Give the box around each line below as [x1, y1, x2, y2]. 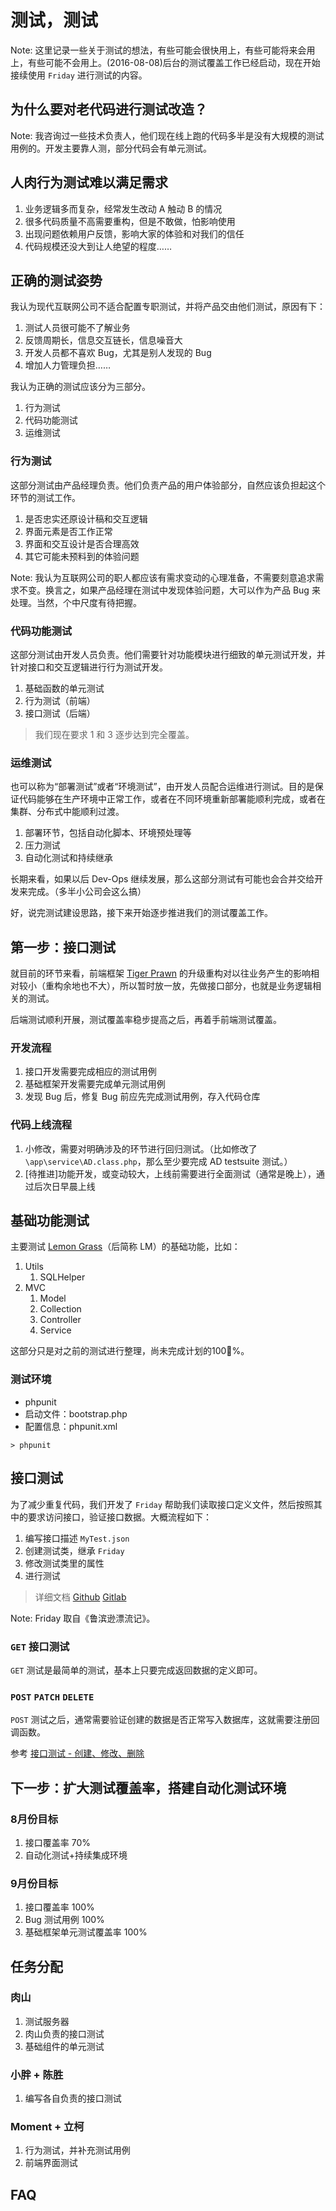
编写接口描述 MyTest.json [24, 1532, 130, 1544]
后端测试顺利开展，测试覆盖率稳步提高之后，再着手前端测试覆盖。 [10, 1014, 282, 1026]
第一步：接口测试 [10, 939, 116, 956]
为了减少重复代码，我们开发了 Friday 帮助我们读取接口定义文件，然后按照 [10, 1498, 314, 1510]
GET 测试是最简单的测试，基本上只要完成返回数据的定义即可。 [10, 1664, 263, 1676]
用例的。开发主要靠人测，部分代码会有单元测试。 [10, 142, 212, 154]
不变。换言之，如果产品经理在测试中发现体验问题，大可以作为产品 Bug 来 [18, 584, 321, 596]
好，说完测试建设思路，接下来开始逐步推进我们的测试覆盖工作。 [10, 907, 273, 919]
